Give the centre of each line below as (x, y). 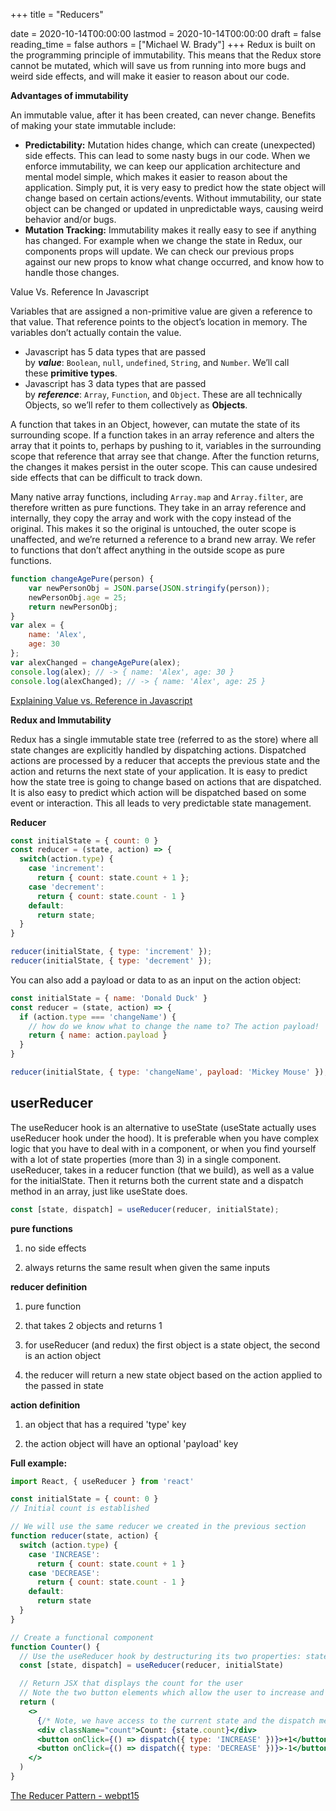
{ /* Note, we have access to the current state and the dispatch (175, 1720)
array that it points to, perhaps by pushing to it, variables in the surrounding (166, 445)
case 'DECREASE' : (64, 1573)
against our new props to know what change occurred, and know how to (174, 262)
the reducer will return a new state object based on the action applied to (173, 1375)
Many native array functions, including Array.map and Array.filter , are (157, 497)
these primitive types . (71, 373)
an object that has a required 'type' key (105, 1424)
